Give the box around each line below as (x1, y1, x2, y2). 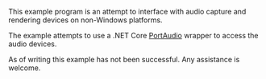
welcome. (8, 63, 41, 73)
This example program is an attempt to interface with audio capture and (8, 7, 247, 16)
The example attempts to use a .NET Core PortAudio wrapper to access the (8, 31, 260, 40)
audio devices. (8, 39, 57, 49)
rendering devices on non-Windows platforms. (8, 15, 163, 25)
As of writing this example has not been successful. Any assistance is (8, 55, 240, 64)
